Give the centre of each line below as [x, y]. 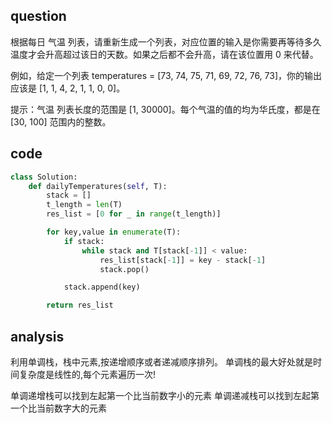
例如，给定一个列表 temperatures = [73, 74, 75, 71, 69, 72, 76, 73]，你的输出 [166, 75]
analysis [37, 336]
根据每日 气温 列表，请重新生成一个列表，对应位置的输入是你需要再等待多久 [166, 41]
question [38, 16]
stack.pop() [124, 269]
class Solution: [44, 177]
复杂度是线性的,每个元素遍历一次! [87, 374]
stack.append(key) [102, 287]
